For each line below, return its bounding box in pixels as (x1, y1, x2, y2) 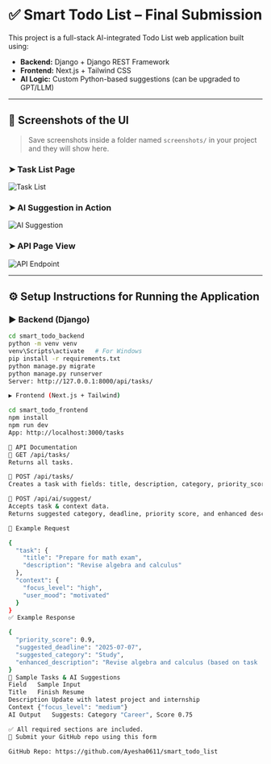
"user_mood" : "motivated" (23, 591, 110, 600)
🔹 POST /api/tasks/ (8, 473, 74, 481)
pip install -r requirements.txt (8, 355, 121, 363)
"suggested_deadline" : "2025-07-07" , (15, 643, 143, 652)
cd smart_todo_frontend (8, 406, 89, 414)
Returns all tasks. (8, 458, 74, 467)
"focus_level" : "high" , (23, 583, 103, 592)
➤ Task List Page (8, 164, 76, 175)
